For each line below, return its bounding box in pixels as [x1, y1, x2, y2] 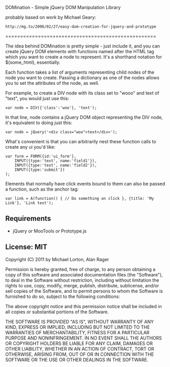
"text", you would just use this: [5, 96, 69, 101]
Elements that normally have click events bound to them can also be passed [5, 181, 165, 187]
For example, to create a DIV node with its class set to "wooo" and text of [5, 90, 159, 96]
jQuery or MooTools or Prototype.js [12, 227, 87, 234]
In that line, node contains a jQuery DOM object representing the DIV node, [5, 114, 163, 120]
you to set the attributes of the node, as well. [5, 80, 100, 86]
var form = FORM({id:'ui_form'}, [5, 154, 77, 159]
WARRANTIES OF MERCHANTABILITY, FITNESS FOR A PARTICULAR [5, 329, 150, 335]
